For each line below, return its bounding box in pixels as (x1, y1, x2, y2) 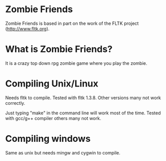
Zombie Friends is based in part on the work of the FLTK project (5, 20, 139, 26)
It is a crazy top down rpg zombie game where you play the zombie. (5, 60, 148, 66)
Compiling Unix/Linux (5, 78, 98, 90)
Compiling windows (5, 133, 91, 144)
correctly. (5, 100, 25, 106)
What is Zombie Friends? (5, 44, 113, 55)
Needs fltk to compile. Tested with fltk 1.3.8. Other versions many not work (5, 95, 161, 101)
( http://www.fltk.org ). (5, 25, 50, 31)
